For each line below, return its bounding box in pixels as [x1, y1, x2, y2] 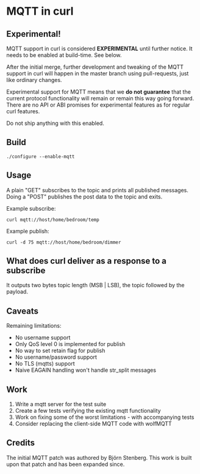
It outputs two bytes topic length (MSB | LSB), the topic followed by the [6, 282, 185, 289]
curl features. [6, 108, 40, 115]
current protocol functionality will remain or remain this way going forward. [6, 95, 195, 102]
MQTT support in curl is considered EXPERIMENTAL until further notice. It [6, 45, 193, 52]
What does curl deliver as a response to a [6, 256, 166, 266]
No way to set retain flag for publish [15, 347, 105, 355]
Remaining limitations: [6, 322, 62, 329]
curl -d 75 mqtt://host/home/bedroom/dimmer [6, 239, 121, 246]
